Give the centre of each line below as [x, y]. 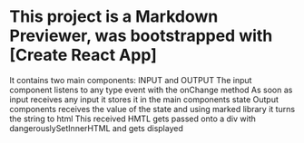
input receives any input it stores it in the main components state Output [144, 99]
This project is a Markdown [114, 17]
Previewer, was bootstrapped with [141, 36]
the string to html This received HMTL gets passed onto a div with [132, 119]
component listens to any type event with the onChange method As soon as [151, 90]
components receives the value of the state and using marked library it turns [152, 109]
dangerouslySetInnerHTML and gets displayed [96, 128]
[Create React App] [83, 55]
